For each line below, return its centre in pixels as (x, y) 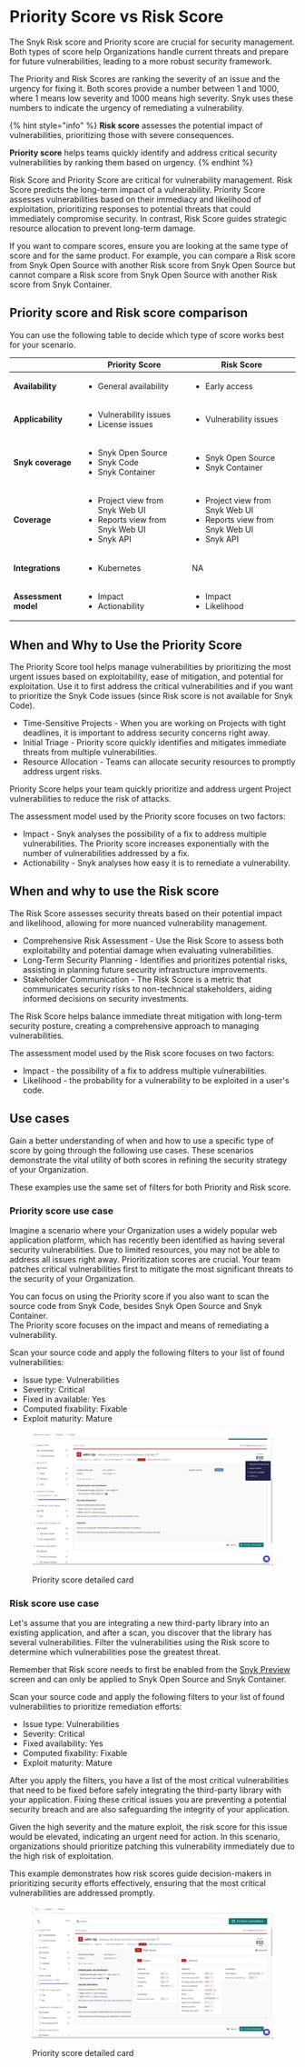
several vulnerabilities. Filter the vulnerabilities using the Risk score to (140, 1642)
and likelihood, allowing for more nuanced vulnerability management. (138, 923)
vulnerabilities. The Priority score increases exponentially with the (146, 844)
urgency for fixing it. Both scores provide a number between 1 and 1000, (144, 88)
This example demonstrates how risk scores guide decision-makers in (141, 1873)
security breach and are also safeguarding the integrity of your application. (150, 1809)
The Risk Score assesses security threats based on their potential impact (146, 913)
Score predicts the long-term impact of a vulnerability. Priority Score (138, 189)
